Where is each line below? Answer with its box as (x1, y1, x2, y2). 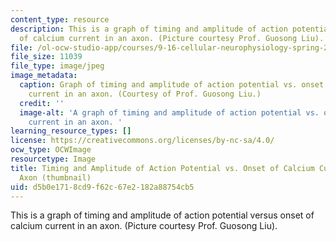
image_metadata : (10, 71, 78, 81)
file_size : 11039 (10, 52, 83, 62)
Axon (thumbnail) (19, 172, 92, 183)
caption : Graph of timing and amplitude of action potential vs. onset (19, 80, 325, 90)
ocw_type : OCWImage (10, 145, 92, 155)
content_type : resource (10, 14, 110, 25)
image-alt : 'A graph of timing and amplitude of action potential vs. (19, 107, 320, 118)
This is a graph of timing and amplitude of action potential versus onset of (10, 209, 315, 221)
